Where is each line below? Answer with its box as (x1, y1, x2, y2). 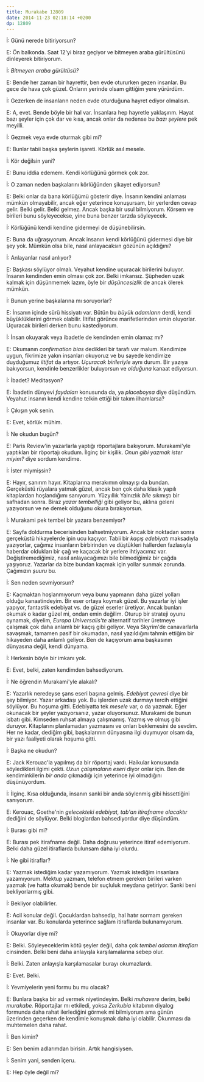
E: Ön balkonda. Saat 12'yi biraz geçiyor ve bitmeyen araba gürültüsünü (6, 49, 186, 56)
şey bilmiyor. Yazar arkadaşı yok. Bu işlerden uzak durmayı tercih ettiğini (6, 696, 188, 704)
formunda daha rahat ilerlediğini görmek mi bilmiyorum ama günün (6, 1008, 174, 1016)
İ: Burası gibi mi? (6, 827, 47, 834)
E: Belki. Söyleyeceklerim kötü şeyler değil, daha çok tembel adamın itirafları (6, 942, 199, 949)
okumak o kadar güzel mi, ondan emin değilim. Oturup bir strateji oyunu (6, 610, 186, 618)
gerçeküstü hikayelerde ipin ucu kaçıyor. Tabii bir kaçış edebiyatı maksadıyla (6, 535, 199, 543)
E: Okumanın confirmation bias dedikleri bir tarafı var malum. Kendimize (6, 346, 187, 353)
